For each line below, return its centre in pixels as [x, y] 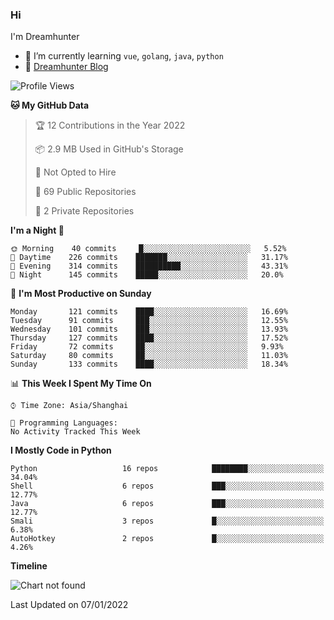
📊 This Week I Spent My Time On [81, 384]
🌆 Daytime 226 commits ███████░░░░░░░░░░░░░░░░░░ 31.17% [149, 258]
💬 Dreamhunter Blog [66, 67]
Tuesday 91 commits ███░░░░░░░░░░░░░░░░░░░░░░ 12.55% [149, 321]
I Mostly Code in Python [61, 450]
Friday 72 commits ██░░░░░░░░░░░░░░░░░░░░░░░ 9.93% [147, 347]
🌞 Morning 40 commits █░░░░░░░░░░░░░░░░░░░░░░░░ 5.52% [148, 249]
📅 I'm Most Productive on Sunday [81, 294]
